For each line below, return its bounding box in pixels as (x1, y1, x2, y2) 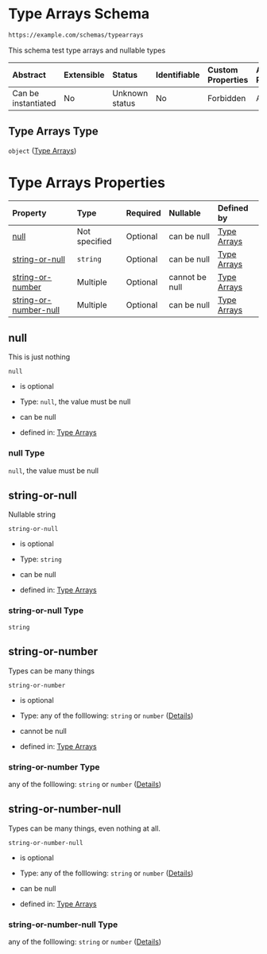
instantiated (12, 97, 56, 108)
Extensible (63, 69, 105, 80)
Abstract (12, 69, 46, 80)
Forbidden (207, 92, 246, 103)
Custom (207, 64, 238, 76)
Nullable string (8, 510, 56, 519)
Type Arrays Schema (8, 5, 149, 23)
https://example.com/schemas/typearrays (8, 31, 145, 39)
